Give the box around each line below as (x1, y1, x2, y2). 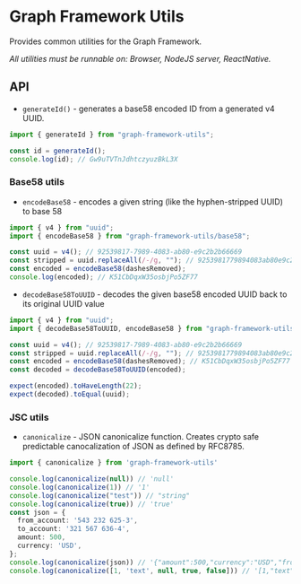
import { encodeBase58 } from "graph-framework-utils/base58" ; (9, 231, 251, 240)
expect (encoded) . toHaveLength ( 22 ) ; (9, 381, 142, 391)
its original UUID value (21, 298, 105, 309)
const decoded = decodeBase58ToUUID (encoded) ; (9, 365, 186, 374)
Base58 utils (9, 176, 65, 188)
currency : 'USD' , (17, 541, 82, 551)
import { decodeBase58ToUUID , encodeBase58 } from (9, 324, 202, 333)
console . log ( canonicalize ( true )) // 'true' (9, 500, 175, 509)
